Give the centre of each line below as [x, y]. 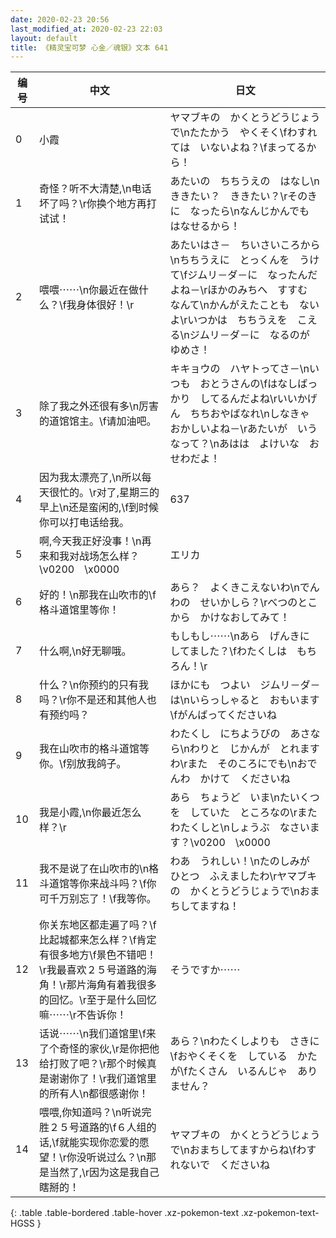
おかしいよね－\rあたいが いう [243, 429]
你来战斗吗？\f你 [117, 884]
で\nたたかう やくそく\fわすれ [243, 133]
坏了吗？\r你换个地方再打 [97, 204]
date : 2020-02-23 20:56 [60, 19]
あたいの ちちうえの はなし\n [244, 181]
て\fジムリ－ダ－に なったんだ [243, 275]
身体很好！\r [105, 305]
